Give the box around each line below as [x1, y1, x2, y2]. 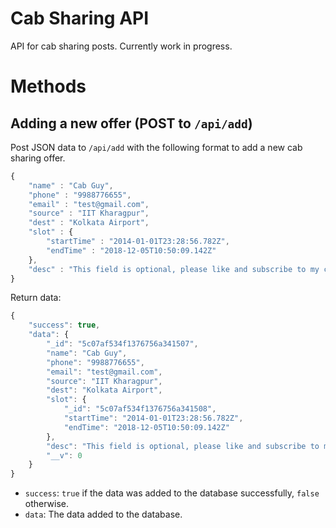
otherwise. [24, 498, 70, 510]
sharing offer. [10, 152, 66, 164]
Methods [10, 75, 87, 98]
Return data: [10, 292, 62, 304]
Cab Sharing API [10, 7, 150, 30]
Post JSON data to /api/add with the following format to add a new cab [10, 141, 303, 153]
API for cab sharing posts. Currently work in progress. [10, 40, 233, 52]
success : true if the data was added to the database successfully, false [24, 487, 320, 499]
